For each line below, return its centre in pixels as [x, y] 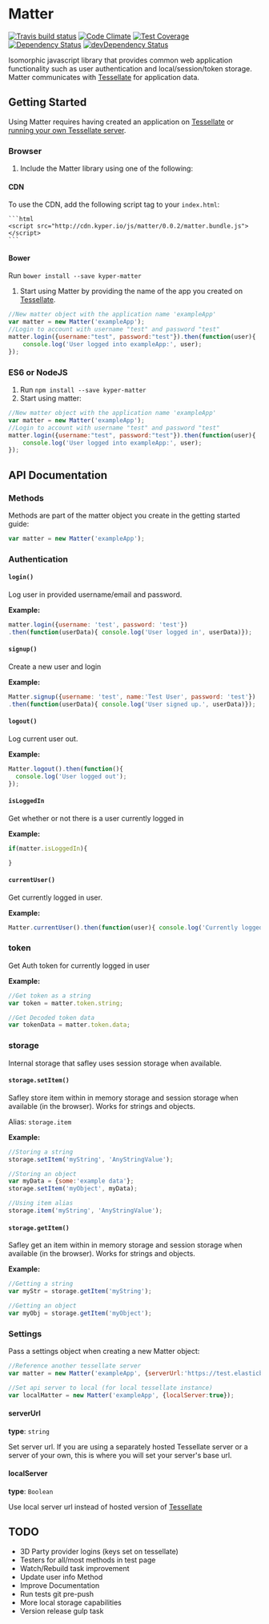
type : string [29, 1431]
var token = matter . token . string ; [66, 1003]
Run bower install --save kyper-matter [75, 276]
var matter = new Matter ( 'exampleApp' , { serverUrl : [96, 1373]
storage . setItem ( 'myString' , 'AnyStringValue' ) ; [91, 1159]
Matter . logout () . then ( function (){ [66, 769]
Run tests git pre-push [57, 1594]
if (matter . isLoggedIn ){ [48, 848]
